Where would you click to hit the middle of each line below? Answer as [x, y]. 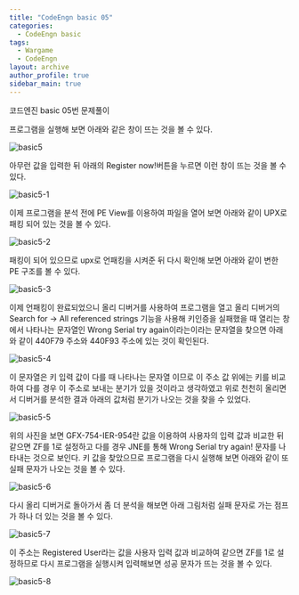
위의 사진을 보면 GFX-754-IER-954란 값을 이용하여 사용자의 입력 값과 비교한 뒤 [147, 435]
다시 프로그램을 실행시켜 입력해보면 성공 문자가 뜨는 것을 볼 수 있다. [156, 563]
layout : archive [39, 68]
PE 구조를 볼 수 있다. [45, 271]
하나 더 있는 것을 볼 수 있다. [66, 516]
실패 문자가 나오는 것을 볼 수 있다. [67, 469]
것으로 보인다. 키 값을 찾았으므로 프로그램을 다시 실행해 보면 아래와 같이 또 [161, 457]
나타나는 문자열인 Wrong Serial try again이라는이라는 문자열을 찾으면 [146, 330]
